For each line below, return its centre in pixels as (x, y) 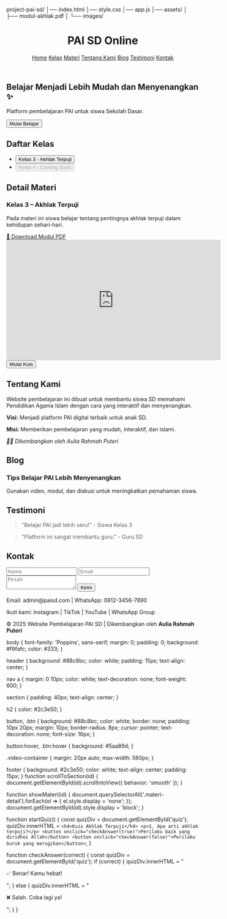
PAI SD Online (103, 41)
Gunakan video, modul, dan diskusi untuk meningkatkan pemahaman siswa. (102, 491)
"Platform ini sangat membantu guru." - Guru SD (82, 537)
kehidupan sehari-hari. (35, 225)
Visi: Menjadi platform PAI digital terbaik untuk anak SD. (77, 417)
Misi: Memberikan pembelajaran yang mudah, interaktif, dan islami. (91, 429)
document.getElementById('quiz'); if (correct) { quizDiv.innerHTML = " (95, 861)
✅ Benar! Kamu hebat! (34, 873)
